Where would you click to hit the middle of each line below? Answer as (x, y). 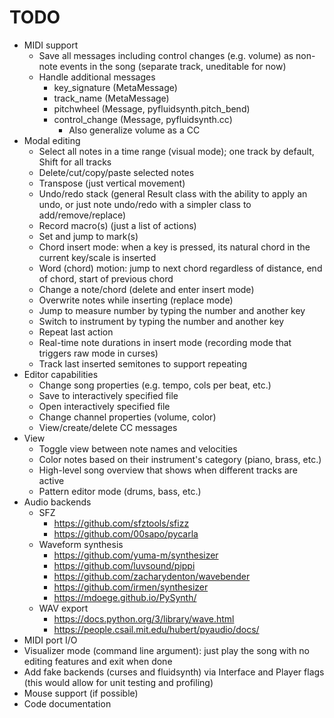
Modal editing (52, 140)
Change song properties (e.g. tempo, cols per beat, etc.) (155, 385)
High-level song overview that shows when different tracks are (168, 470)
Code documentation (67, 703)
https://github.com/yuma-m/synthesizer (136, 555)
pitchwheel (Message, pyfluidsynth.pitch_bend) (152, 108)
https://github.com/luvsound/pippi (124, 565)
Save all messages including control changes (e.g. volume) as (166, 55)
